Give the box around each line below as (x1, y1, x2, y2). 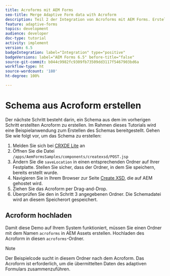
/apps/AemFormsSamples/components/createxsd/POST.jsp (12, 154, 129, 159)
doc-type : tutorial (5, 36, 47, 41)
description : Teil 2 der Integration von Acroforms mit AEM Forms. (5, 17, 151, 22)
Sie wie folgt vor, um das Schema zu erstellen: (5, 132, 102, 139)
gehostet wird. (12, 180, 43, 186)
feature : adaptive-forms (5, 21, 58, 27)
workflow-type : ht (5, 64, 44, 69)
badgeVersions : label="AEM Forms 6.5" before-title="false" (5, 54, 135, 60)
